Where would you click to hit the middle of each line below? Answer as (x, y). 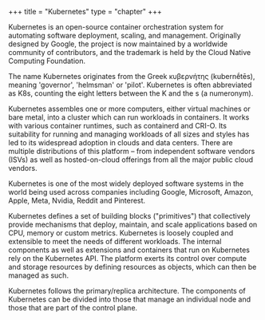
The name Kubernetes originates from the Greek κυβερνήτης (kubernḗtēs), (132, 76)
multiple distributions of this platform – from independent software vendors (132, 151)
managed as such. (39, 275)
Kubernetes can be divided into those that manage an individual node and (130, 299)
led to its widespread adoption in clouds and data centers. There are (121, 142)
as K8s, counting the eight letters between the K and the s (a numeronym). (131, 93)
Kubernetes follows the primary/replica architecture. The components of (127, 291)
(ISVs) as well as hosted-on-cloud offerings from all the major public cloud (131, 160)
